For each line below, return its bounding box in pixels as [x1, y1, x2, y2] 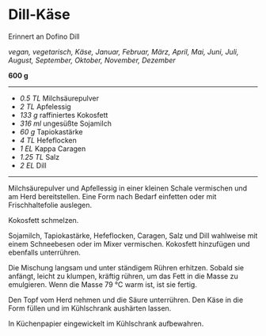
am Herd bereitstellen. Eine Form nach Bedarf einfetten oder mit [8, 191, 217, 201]
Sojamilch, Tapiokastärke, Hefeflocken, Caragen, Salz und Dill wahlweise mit [8, 231, 258, 240]
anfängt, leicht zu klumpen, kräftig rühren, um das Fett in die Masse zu [8, 271, 239, 281]
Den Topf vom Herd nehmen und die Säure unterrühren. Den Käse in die [8, 295, 244, 304]
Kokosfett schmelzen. [8, 215, 79, 225]
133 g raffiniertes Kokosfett [19, 110, 108, 119]
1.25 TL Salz [19, 152, 60, 161]
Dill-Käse [8, 6, 70, 24]
